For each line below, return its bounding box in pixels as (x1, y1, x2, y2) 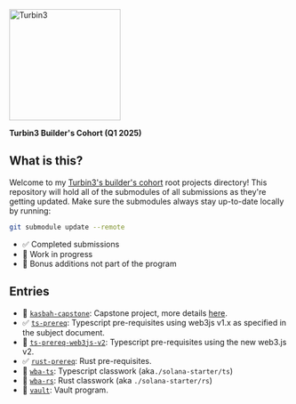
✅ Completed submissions (21, 238, 120, 249)
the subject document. (21, 327, 105, 337)
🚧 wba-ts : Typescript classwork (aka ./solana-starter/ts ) (21, 365, 234, 376)
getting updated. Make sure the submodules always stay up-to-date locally (9, 196, 284, 206)
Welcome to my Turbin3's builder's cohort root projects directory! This (9, 177, 268, 188)
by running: (9, 205, 52, 216)
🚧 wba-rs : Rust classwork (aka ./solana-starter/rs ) (21, 375, 213, 385)
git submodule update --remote (9, 222, 125, 231)
